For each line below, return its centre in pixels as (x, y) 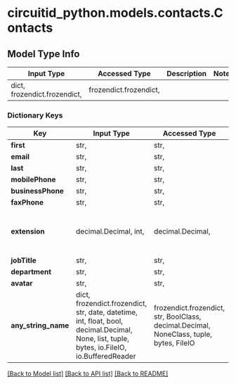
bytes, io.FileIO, (101, 347)
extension (28, 231)
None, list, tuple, (103, 339)
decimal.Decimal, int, (110, 231)
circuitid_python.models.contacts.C (115, 13)
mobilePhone (33, 179)
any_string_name (40, 326)
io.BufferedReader (106, 357)
